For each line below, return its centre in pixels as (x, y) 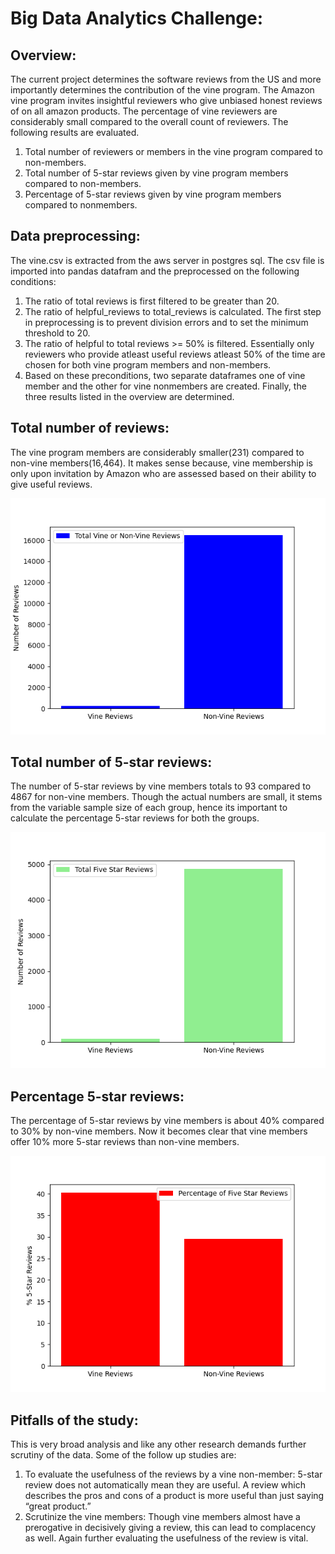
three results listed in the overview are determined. (129, 396)
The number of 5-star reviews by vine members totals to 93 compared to (161, 786)
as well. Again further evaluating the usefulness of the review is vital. (166, 1538)
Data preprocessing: (75, 236)
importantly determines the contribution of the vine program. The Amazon (162, 90)
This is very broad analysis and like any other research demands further (158, 1444)
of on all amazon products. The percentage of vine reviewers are (144, 111)
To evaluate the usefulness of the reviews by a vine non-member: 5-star (173, 1474)
